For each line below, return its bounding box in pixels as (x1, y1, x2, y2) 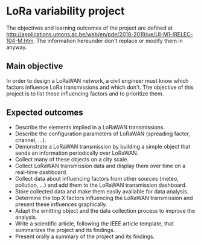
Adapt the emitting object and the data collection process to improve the (14, 207, 196, 214)
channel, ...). (14, 136, 46, 143)
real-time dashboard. (14, 168, 68, 176)
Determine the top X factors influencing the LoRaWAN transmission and (14, 194, 193, 201)
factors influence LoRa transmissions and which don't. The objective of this (6, 83, 194, 91)
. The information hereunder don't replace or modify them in (33, 37, 183, 44)
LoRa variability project (6, 4, 125, 18)
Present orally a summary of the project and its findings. (14, 233, 155, 240)
